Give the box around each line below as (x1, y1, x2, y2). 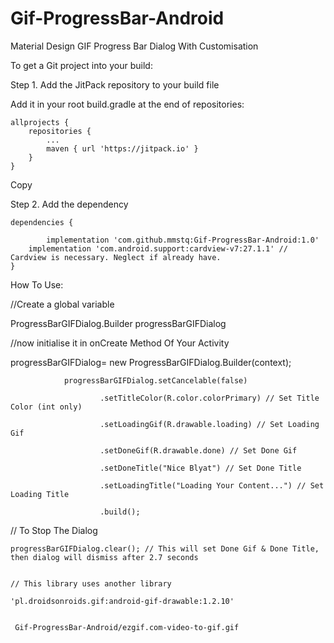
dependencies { (10, 217, 74, 227)
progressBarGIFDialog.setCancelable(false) (63, 375, 248, 386)
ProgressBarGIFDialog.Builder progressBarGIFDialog (10, 317, 227, 329)
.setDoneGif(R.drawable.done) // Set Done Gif (99, 445, 298, 456)
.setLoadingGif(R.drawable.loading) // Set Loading (99, 419, 320, 429)
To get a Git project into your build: (10, 59, 153, 71)
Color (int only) (10, 402, 83, 412)
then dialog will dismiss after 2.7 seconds (10, 552, 199, 562)
